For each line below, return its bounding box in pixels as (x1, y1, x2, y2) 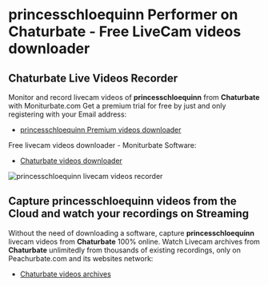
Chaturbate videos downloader (19, 156, 122, 165)
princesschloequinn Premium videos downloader (19, 125, 182, 134)
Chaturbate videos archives (19, 269, 112, 279)
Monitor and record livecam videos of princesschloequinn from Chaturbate (8, 93, 260, 101)
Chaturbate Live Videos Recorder (8, 71, 178, 85)
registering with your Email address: (8, 109, 127, 119)
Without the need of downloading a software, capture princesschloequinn (8, 228, 254, 237)
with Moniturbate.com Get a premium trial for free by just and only (8, 101, 226, 110)
